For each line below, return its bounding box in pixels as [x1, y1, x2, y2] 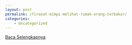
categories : [5, 16, 30, 21]
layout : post [5, 7, 32, 12]
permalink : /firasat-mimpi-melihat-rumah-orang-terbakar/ [5, 12, 127, 17]
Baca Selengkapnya [5, 34, 46, 40]
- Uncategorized [14, 21, 48, 26]
